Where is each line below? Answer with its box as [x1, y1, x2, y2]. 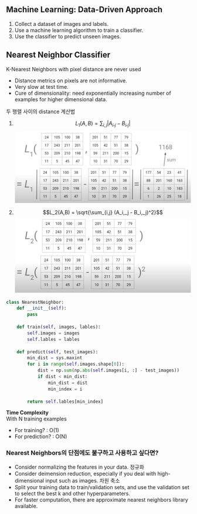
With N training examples [6, 415, 67, 423]
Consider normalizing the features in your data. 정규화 [14, 463, 145, 470]
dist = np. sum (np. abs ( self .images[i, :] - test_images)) [37, 367, 180, 373]
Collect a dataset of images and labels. [14, 20, 109, 27]
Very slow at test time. [14, 83, 69, 90]
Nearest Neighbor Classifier [6, 50, 110, 60]
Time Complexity [6, 409, 49, 416]
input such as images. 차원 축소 [45, 477, 120, 484]
